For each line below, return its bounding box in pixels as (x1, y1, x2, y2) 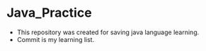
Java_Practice (6, 5, 93, 21)
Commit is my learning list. (16, 35, 95, 43)
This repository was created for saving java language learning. (16, 28, 200, 36)
